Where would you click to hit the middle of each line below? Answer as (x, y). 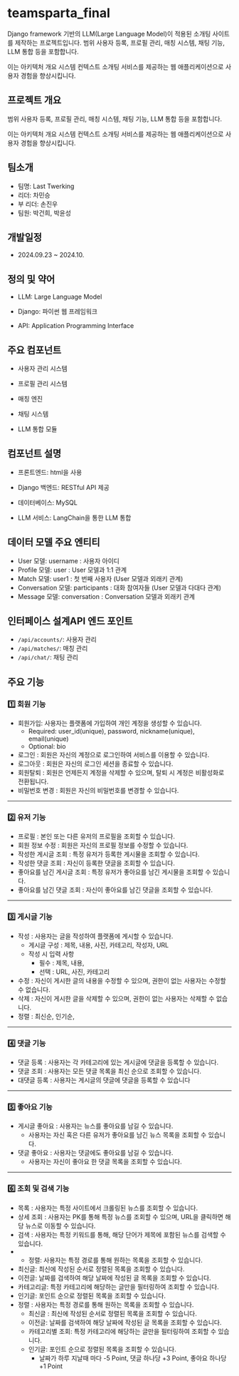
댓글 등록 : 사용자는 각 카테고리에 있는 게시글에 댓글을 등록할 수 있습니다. (118, 1062)
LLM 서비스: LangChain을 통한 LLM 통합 (74, 518)
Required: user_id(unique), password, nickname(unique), (111, 731)
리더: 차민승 (34, 195)
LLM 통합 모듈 (37, 429)
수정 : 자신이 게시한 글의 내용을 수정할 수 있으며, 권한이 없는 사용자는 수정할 (122, 980)
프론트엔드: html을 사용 (50, 472)
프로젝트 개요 (34, 100)
